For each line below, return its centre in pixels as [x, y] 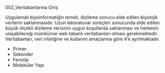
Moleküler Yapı [28, 65]
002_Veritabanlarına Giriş [32, 7]
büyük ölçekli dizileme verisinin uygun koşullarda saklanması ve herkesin [82, 28]
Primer [20, 49]
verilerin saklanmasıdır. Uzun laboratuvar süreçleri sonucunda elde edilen [82, 23]
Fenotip [21, 60]
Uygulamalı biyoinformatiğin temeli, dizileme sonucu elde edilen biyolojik [82, 17]
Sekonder [23, 54]
